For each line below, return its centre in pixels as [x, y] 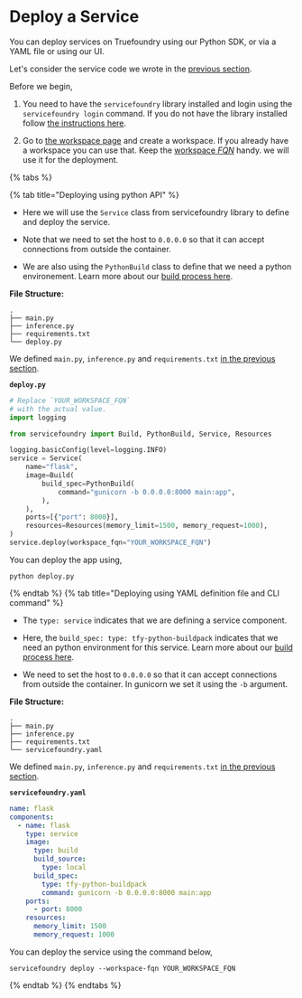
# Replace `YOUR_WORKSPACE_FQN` [70, 400]
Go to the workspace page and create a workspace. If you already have [156, 140]
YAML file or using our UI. [57, 51]
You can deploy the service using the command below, [111, 952]
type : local [64, 868]
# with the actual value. [58, 409]
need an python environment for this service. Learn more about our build [157, 647]
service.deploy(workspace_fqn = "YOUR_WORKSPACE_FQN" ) [110, 543]
